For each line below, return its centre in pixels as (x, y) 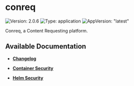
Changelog (24, 58)
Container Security (33, 68)
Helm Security (28, 78)
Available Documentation (46, 46)
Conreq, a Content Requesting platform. (47, 30)
